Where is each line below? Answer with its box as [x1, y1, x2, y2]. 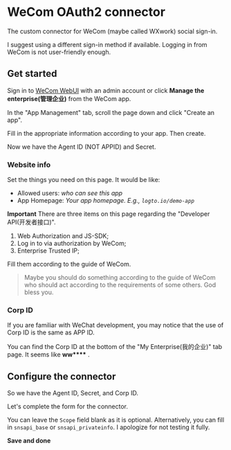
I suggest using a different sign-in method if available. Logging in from [7, 40, 207, 48]
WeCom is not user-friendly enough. [7, 48, 111, 56]
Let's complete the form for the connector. [7, 402, 129, 411]
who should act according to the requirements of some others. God [24, 281, 216, 289]
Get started [7, 68, 57, 80]
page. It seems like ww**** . [7, 350, 90, 359]
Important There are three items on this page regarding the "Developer [7, 210, 210, 218]
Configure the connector [7, 370, 116, 382]
